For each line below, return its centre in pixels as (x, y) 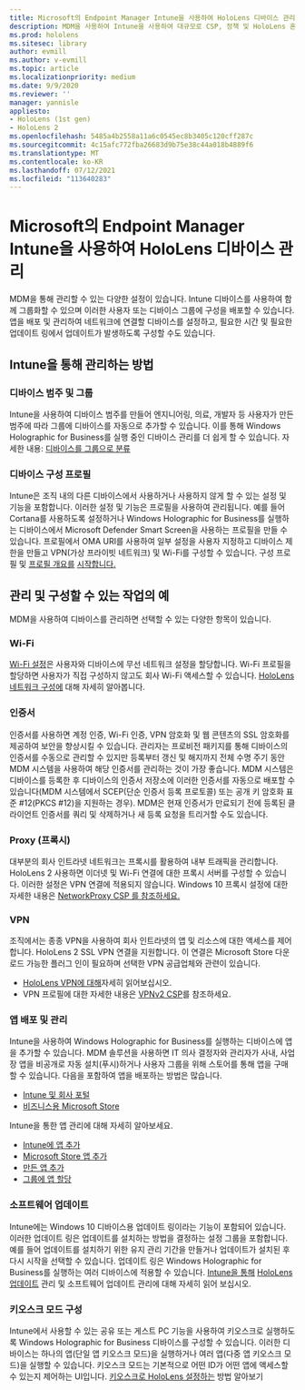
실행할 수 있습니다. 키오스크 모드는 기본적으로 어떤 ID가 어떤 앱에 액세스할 (158, 1365)
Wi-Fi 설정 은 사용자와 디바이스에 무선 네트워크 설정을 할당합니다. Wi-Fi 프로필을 (151, 665)
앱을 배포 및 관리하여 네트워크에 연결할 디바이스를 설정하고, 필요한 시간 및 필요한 (151, 322)
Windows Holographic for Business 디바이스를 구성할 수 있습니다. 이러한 (150, 1343)
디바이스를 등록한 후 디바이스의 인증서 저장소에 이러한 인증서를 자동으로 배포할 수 (152, 780)
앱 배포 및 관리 (39, 1020)
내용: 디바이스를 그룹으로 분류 (78, 448)
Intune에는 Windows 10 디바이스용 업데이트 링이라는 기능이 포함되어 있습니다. (148, 1226)
